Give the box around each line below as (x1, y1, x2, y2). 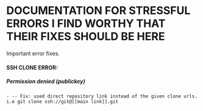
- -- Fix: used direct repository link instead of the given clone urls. (6, 93, 198, 99)
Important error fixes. (6, 49, 60, 57)
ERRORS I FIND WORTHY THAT (6, 16, 166, 30)
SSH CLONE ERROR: (6, 63, 58, 71)
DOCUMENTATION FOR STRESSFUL (6, 4, 191, 18)
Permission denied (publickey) (6, 77, 85, 85)
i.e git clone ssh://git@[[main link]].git (6, 98, 119, 104)
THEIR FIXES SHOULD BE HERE (6, 30, 165, 43)
